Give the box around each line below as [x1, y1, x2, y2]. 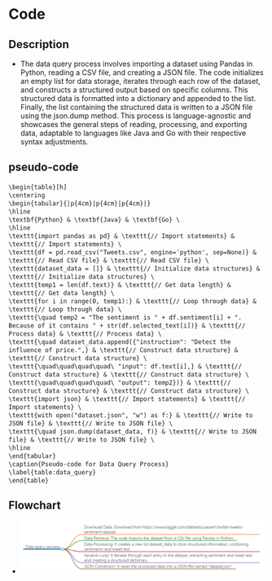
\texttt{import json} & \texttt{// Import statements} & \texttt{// [8, 394, 246, 403]
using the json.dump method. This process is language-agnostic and [20, 111, 252, 121]
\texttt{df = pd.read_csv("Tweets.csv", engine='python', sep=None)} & [8, 248, 257, 257]
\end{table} [8, 476, 49, 485]
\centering [8, 191, 46, 200]
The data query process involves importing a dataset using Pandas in [20, 59, 253, 68]
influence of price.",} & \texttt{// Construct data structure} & [8, 346, 239, 354]
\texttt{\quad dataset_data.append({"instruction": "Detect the [8, 337, 231, 346]
